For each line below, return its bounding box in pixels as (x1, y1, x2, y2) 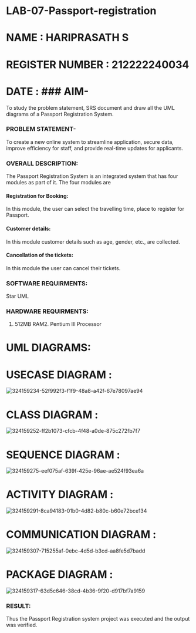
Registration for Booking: (6, 192, 69, 199)
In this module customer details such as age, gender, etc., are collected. (6, 238, 180, 245)
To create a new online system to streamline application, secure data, (6, 138, 174, 145)
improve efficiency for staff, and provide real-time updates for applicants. (6, 144, 184, 151)
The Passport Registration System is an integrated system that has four (6, 173, 178, 180)
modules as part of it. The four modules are (6, 179, 111, 186)
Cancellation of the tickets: (6, 251, 73, 259)
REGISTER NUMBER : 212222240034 (6, 58, 190, 71)
